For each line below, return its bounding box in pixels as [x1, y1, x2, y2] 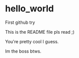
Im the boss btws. [5, 48, 41, 54]
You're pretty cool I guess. [5, 38, 59, 45]
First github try [5, 19, 36, 25]
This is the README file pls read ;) [5, 29, 75, 35]
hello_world [5, 3, 54, 14]
